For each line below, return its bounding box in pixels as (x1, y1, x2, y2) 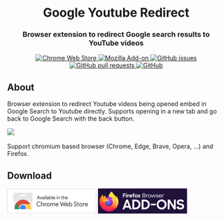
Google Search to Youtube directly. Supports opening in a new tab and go (7, 107, 217, 116)
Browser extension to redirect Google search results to (22, 30, 210, 39)
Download (7, 170, 52, 182)
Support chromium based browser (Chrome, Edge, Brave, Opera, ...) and (7, 142, 214, 150)
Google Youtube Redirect (42, 5, 190, 21)
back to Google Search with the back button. (7, 114, 135, 123)
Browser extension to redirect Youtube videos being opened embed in (7, 100, 207, 108)
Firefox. (7, 150, 29, 158)
